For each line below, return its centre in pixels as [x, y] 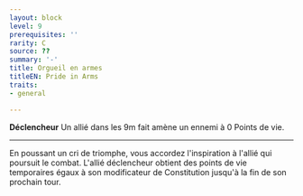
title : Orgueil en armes [56, 69]
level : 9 [26, 26]
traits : [24, 85]
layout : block [36, 18]
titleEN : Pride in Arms [54, 77]
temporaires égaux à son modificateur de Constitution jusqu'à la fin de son [148, 172]
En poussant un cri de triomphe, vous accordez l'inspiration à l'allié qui [141, 153]
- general [28, 93]
